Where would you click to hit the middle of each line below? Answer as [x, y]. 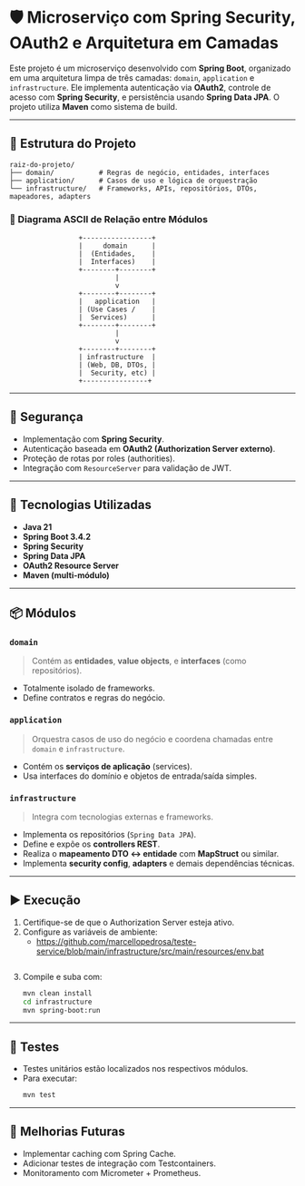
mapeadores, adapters [50, 196]
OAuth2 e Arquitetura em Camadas [144, 43]
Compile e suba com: [62, 976]
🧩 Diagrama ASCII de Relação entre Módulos [109, 219]
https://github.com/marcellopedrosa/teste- [116, 941]
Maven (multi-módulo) [66, 575]
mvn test [39, 1095]
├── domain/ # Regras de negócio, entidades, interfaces [140, 172]
